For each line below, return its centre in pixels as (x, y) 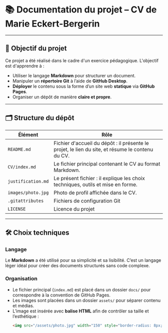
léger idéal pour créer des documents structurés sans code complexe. (77, 266)
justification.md (28, 181)
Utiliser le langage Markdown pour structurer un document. (74, 75)
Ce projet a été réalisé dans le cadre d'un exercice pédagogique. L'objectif (82, 60)
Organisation (21, 279)
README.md (19, 149)
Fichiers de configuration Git (87, 201)
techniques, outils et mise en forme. (95, 185)
